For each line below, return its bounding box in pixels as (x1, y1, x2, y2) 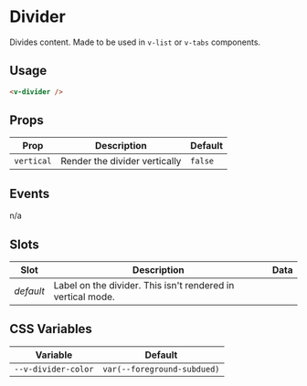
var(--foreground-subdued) (102, 363, 220, 374)
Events (9, 185, 50, 202)
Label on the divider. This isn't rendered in (53, 279, 235, 292)
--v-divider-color (14, 363, 94, 374)
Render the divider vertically (60, 155, 182, 168)
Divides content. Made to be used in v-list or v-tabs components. (9, 37, 261, 47)
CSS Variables (9, 321, 93, 337)
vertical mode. (53, 290, 116, 303)
